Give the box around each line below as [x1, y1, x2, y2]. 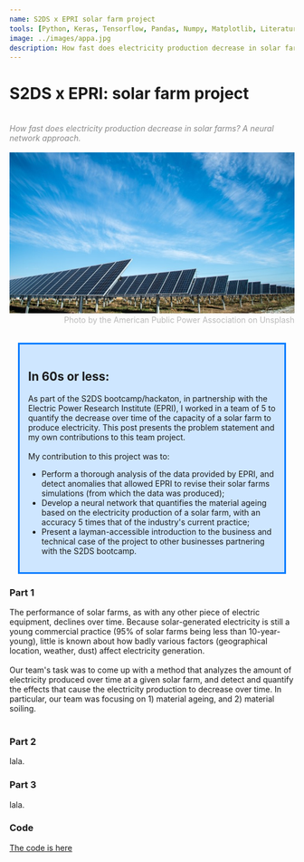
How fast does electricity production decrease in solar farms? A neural [9, 123, 274, 134]
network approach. [9, 132, 81, 144]
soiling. [9, 702, 36, 713]
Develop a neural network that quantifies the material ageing [41, 497, 267, 508]
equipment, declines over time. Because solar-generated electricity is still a [9, 616, 290, 627]
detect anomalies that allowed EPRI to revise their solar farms [41, 478, 270, 489]
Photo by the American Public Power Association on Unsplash [63, 314, 295, 325]
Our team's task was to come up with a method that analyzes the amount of [9, 664, 292, 675]
